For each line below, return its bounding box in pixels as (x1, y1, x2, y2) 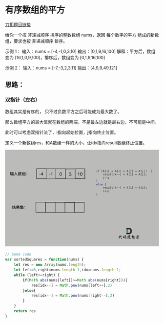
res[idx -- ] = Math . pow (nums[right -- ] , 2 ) (31, 293, 115, 298)
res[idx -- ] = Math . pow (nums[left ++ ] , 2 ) (31, 283, 112, 288)
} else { (22, 288, 36, 293)
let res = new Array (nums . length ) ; (14, 262, 86, 267)
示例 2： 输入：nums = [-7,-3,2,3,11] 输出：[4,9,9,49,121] (5, 65, 118, 71)
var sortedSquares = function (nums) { (5, 257, 84, 262)
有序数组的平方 (5, 4, 65, 16)
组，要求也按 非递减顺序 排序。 (5, 38, 67, 44)
